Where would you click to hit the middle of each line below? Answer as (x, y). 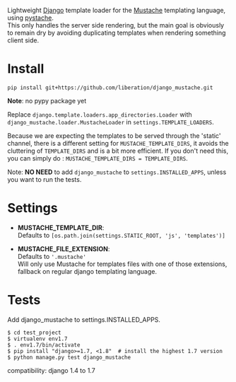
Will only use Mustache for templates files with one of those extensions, (122, 264)
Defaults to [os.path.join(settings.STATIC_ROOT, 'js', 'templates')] (122, 235)
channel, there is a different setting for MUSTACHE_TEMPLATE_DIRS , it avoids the (118, 143)
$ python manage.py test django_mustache (69, 357)
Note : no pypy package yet (47, 100)
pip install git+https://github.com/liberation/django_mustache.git (110, 88)
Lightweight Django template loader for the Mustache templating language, (117, 10)
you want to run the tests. (45, 179)
